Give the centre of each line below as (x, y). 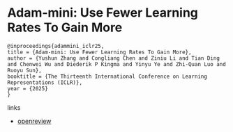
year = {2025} (28, 88)
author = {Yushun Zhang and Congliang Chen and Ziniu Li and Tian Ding (113, 58)
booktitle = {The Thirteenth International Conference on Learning (107, 76)
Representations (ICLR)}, (45, 82)
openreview (34, 121)
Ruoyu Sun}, (24, 70)
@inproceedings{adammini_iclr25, (56, 46)
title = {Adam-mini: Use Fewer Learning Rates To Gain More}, (99, 52)
